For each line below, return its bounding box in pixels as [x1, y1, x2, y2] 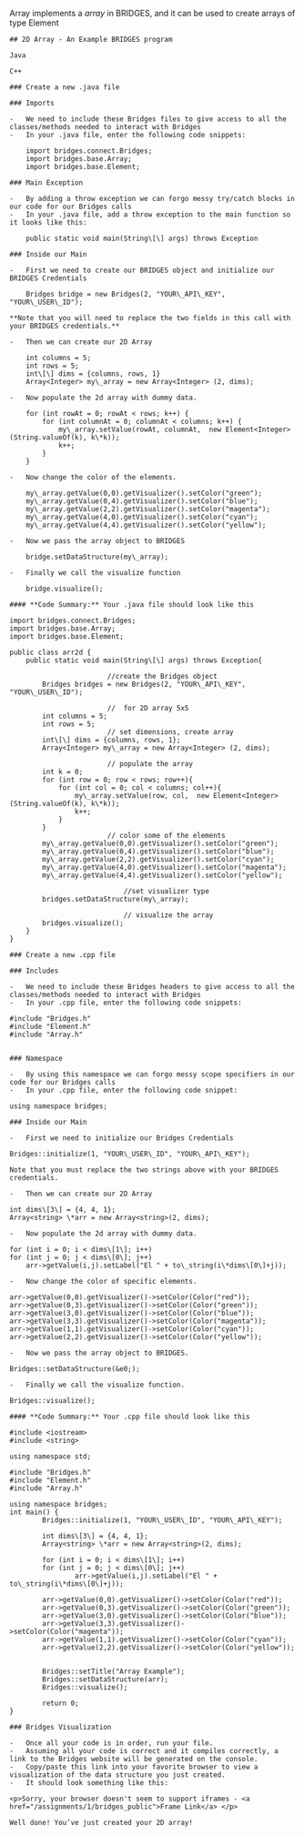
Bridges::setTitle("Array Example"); [42, 1667, 185, 1676]
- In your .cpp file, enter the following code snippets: [9, 998, 243, 1007]
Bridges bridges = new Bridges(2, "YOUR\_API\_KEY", [42, 680, 247, 689]
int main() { [9, 1508, 59, 1517]
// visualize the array [123, 911, 214, 920]
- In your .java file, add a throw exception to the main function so [9, 210, 291, 219]
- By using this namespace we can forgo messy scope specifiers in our [9, 1070, 296, 1079]
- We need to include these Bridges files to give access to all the [9, 115, 287, 124]
